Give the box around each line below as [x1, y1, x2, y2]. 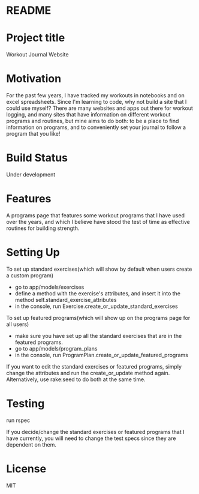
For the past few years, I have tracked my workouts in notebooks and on [6, 92, 185, 99]
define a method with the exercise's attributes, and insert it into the [14, 289, 181, 297]
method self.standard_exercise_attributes [14, 296, 117, 303]
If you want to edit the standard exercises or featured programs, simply [6, 363, 182, 370]
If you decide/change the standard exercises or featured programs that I [6, 428, 185, 435]
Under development [6, 171, 56, 178]
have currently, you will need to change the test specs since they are [6, 435, 176, 442]
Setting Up [6, 245, 60, 259]
